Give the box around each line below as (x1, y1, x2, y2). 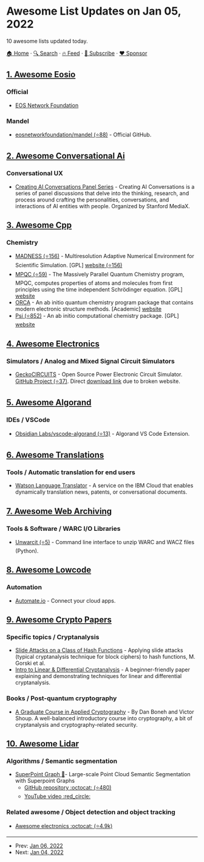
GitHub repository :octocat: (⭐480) (24, 784, 112, 791)
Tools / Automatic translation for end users (6, 468, 135, 476)
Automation (6, 583, 42, 592)
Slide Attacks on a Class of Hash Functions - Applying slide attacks (15, 646, 183, 654)
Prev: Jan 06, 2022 (15, 842, 64, 849)
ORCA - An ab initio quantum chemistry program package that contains (15, 299, 194, 306)
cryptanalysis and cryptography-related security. (15, 721, 138, 728)
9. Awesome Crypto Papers (6, 615, 112, 625)
